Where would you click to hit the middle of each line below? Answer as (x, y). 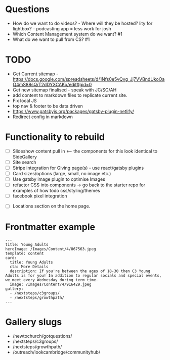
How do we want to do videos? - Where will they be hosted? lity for (82, 23)
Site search (24, 162)
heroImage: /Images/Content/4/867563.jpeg (51, 249)
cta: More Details (29, 267)
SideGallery (25, 157)
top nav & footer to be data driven (48, 106)
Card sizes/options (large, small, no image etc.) (62, 173)
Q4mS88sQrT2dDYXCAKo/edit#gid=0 (52, 84)
